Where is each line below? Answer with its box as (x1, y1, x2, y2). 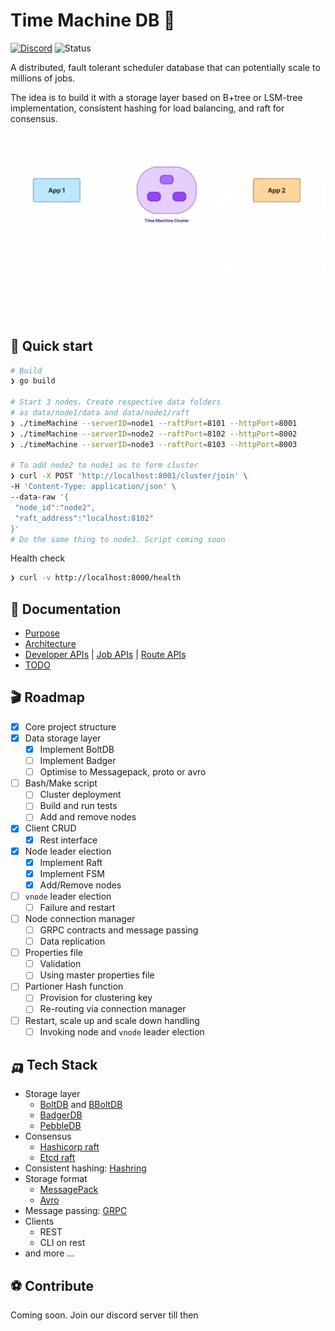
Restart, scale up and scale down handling (24, 1014, 200, 1026)
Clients (24, 1215, 55, 1228)
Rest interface (39, 834, 98, 846)
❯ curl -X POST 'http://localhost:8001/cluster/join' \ (10, 471, 248, 481)
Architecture (24, 638, 77, 650)
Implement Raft (39, 856, 103, 868)
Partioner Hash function (24, 980, 124, 993)
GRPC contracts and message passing (39, 924, 199, 936)
